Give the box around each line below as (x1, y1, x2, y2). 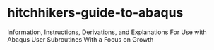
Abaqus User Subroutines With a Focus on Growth (7, 35, 154, 43)
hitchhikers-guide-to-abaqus (7, 5, 184, 21)
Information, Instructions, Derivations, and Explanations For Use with (7, 28, 207, 36)
